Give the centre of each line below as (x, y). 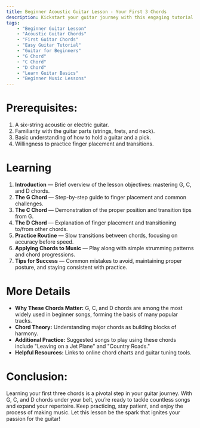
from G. (24, 216)
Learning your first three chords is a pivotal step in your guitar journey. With (99, 393)
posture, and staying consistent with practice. (71, 267)
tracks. (23, 320)
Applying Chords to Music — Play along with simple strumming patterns (104, 248)
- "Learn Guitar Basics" (48, 73)
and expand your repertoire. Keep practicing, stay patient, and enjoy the (95, 406)
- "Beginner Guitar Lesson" (52, 28)
